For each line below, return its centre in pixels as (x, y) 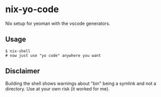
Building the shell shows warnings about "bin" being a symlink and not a (81, 83)
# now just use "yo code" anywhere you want (53, 55)
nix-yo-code (32, 9)
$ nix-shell (18, 51)
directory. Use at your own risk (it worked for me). (58, 89)
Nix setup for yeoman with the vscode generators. (58, 23)
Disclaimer (23, 71)
